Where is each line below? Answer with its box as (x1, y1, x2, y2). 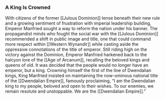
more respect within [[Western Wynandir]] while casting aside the (5, 41, 139, 47)
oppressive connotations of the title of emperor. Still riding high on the (5, 46, 147, 53)
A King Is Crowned (5, 4, 51, 11)
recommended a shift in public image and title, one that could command (5, 36, 151, 42)
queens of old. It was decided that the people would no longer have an (5, 62, 149, 68)
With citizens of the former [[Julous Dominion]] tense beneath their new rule (5, 15, 160, 21)
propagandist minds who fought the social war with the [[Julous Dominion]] (5, 31, 159, 37)
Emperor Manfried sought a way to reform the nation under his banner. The (5, 26, 158, 32)
